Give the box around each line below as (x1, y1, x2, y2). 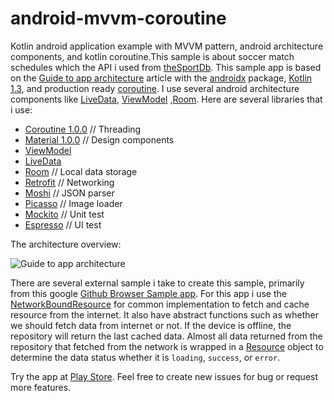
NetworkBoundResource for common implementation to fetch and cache (10, 298, 310, 310)
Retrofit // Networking (24, 176, 115, 188)
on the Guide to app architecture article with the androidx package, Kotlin (10, 72, 313, 84)
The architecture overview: (10, 238, 122, 250)
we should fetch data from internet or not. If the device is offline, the (10, 319, 292, 331)
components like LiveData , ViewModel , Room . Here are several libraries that (10, 93, 323, 105)
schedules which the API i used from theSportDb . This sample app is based (10, 61, 322, 73)
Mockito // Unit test (24, 208, 105, 220)
